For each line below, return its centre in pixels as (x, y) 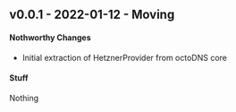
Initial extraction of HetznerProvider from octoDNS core (125, 57)
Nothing (24, 98)
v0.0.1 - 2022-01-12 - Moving (92, 15)
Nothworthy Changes (50, 37)
